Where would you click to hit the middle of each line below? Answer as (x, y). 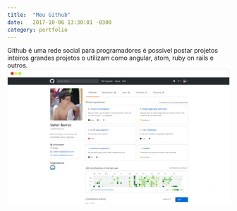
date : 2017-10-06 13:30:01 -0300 (60, 22)
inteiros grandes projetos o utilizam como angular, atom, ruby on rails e (110, 58)
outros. (18, 65)
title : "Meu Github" (39, 15)
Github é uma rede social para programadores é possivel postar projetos (113, 51)
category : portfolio (38, 30)
